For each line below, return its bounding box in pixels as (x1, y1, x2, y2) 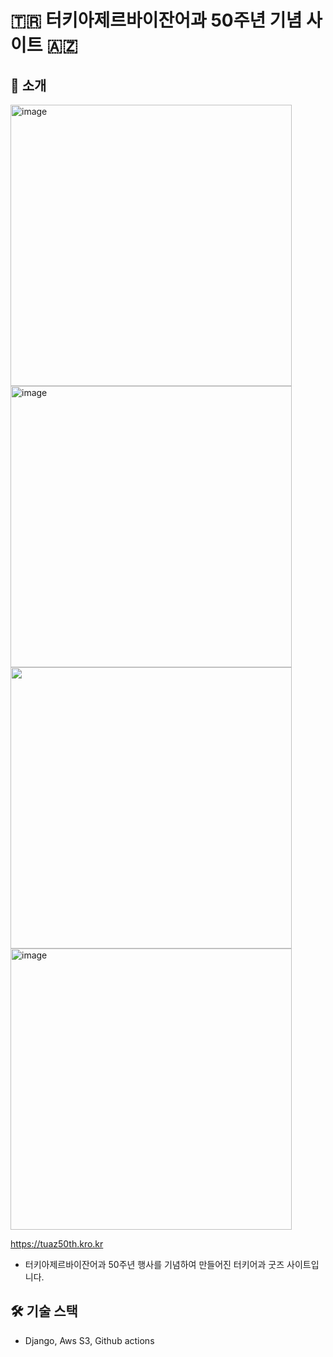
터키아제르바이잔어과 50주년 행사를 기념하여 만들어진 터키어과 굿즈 (24, 1259, 285, 1270)
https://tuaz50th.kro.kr (10, 1238, 104, 1250)
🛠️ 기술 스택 (10, 1303, 78, 1320)
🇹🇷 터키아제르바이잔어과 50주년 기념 (10, 9, 303, 32)
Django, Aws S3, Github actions (24, 1334, 155, 1346)
